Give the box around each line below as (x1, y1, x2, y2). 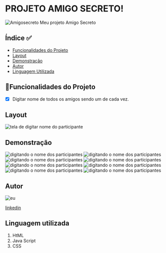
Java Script (12, 238, 36, 244)
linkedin (5, 205, 21, 211)
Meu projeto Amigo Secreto (39, 19, 96, 25)
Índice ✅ (5, 34, 32, 42)
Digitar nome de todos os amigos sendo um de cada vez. (12, 96, 129, 102)
